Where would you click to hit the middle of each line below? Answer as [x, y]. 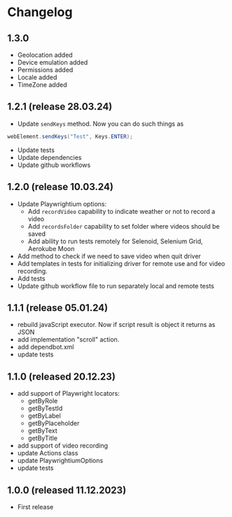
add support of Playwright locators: [69, 394]
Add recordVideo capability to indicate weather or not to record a [122, 211]
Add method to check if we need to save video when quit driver [109, 256]
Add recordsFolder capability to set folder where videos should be [124, 226]
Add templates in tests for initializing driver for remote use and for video [121, 263]
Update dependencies [49, 157]
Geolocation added [45, 55]
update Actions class [48, 453]
